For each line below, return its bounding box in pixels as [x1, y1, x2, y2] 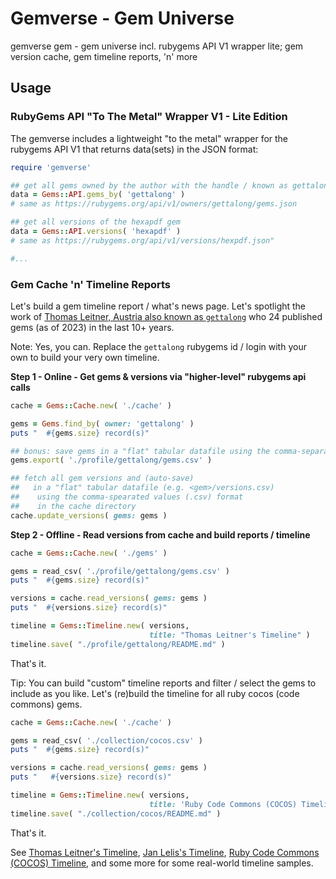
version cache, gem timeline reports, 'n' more [10, 50, 198, 62]
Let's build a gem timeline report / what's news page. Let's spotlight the [10, 300, 307, 312]
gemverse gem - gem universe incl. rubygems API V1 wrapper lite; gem [10, 40, 304, 52]
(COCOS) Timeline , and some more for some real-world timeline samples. [10, 857, 314, 869]
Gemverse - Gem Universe [10, 7, 235, 30]
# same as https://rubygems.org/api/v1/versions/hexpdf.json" [10, 235, 275, 246]
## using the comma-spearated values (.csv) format [10, 492, 244, 502]
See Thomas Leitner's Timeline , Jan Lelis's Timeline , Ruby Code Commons [10, 846, 320, 858]
